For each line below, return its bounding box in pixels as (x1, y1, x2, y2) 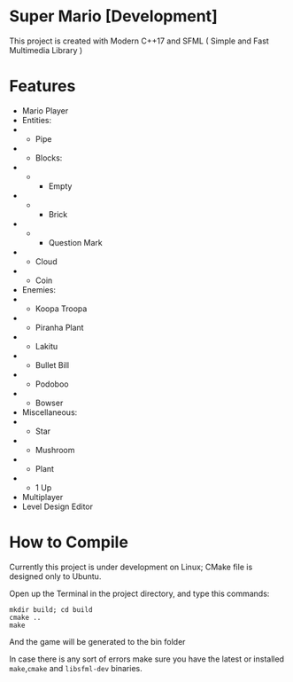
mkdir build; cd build (9, 605, 93, 614)
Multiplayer (21, 491, 64, 502)
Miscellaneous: (21, 406, 78, 418)
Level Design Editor (21, 501, 94, 512)
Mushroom (35, 444, 75, 455)
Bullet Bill (35, 359, 69, 370)
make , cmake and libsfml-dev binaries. (9, 662, 143, 673)
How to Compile (9, 532, 128, 553)
